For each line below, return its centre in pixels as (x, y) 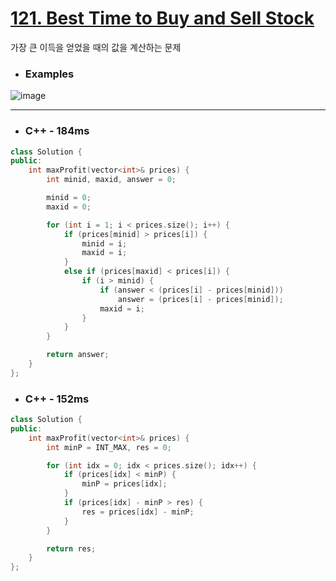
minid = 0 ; (69, 198)
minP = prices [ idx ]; (124, 484)
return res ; (71, 548)
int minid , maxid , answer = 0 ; (111, 180)
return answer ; (78, 355)
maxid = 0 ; (69, 207)
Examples (49, 74)
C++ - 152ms (57, 399)
